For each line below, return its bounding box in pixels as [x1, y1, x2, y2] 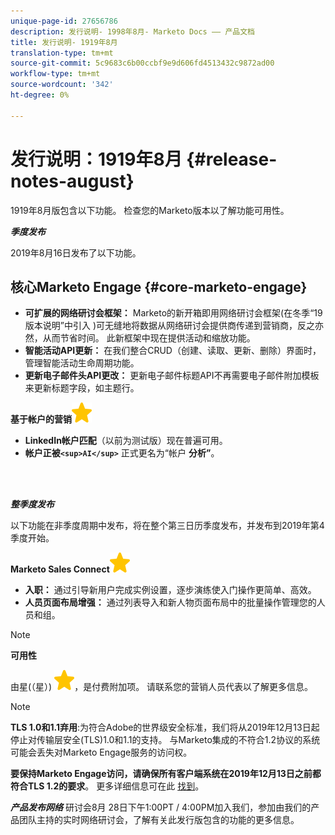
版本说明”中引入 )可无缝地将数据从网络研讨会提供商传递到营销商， [24, 320, 298, 332]
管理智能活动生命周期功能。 [24, 357, 140, 369]
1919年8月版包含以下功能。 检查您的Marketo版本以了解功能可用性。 [10, 204, 290, 216]
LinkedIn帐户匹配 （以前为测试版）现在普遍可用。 [24, 435, 228, 447]
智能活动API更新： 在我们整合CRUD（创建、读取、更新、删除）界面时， [24, 345, 322, 357]
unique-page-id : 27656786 [10, 16, 118, 26]
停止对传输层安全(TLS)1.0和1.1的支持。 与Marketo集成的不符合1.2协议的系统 [10, 734, 321, 746]
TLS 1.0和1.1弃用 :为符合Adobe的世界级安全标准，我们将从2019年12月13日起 [10, 721, 320, 734]
